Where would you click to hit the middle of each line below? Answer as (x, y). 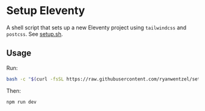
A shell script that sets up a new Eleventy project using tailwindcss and (96, 27)
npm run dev (21, 102)
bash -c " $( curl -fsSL (35, 79)
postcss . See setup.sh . (35, 34)
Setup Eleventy (46, 11)
